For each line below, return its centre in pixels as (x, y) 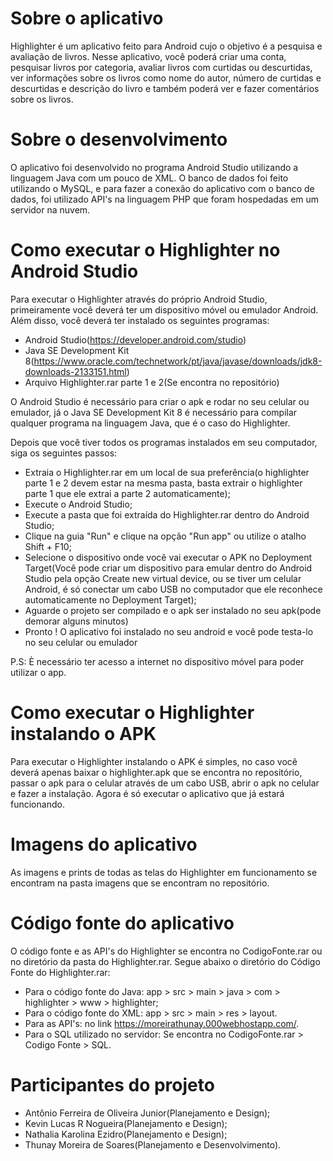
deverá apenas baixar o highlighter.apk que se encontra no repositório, (156, 772)
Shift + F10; (48, 546)
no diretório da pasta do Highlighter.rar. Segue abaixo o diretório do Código (165, 961)
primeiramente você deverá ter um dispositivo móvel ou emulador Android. (164, 309)
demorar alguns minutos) (76, 621)
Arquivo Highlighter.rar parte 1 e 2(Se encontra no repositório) (152, 382)
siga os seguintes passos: (64, 453)
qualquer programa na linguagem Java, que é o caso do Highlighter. (150, 423)
